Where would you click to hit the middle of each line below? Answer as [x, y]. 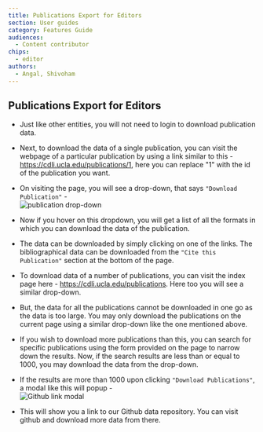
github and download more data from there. [90, 420]
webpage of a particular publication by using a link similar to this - [126, 156]
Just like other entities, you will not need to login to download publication [137, 124]
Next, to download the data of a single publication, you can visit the [128, 148]
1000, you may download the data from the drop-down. [109, 364]
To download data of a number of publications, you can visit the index [132, 276]
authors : [22, 67]
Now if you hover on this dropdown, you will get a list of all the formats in [137, 220]
